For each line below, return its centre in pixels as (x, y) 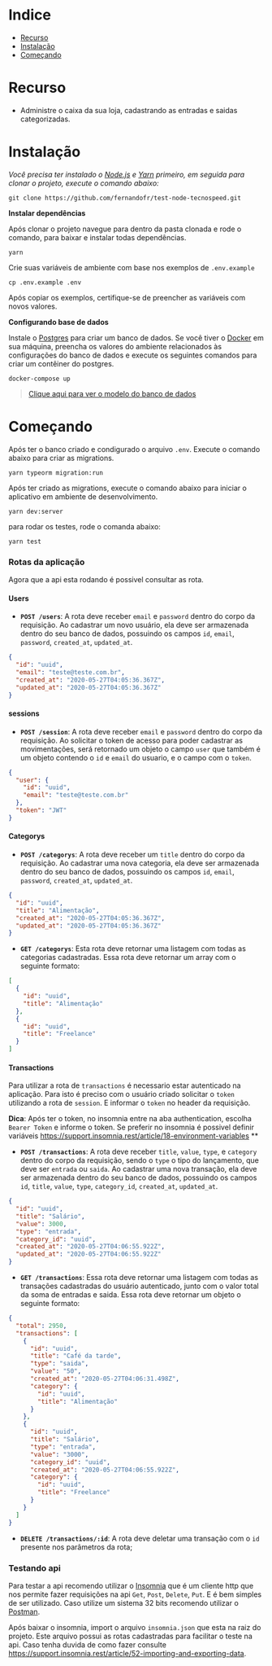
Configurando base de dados (59, 322)
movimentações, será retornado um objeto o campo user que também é (140, 749)
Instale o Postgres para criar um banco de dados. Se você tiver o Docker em (136, 338)
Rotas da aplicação (47, 562)
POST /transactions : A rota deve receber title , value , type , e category (138, 1152)
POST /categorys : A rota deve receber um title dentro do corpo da (132, 855)
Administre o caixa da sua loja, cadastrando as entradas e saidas (129, 110)
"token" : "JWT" (41, 811)
